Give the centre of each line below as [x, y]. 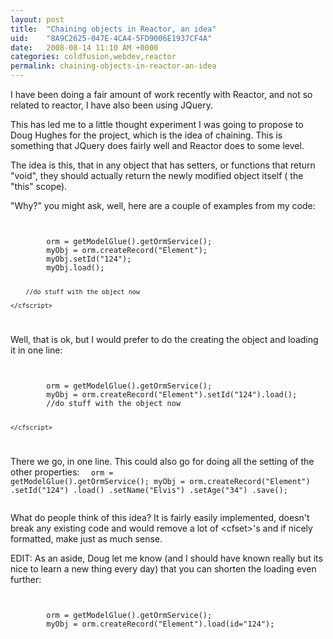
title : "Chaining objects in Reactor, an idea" [113, 29]
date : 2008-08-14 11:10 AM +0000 [84, 47]
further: [26, 579]
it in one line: [36, 350]
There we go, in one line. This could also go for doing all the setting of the [162, 461]
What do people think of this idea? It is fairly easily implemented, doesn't [160, 517]
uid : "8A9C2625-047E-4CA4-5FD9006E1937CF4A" [111, 38]
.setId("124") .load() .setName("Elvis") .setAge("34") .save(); [149, 490]
